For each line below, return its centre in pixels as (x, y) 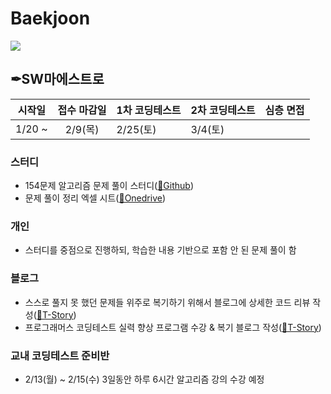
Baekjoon (50, 18)
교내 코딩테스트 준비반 (60, 355)
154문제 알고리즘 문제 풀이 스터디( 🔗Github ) (109, 186)
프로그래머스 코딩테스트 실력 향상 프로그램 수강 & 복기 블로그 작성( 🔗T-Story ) (173, 327)
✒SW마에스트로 (57, 79)
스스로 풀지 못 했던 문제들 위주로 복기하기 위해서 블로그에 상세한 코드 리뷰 (167, 302)
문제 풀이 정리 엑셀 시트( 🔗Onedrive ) (95, 198)
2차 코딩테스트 (223, 110)
